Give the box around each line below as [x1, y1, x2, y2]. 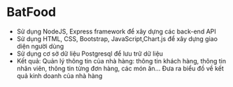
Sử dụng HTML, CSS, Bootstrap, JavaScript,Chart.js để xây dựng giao [16, 34, 218, 42]
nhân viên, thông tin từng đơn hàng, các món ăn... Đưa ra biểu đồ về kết [16, 64, 225, 72]
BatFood [6, 4, 57, 20]
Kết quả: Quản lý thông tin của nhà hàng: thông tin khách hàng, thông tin [16, 56, 227, 65]
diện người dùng [16, 42, 64, 50]
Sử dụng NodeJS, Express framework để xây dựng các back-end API [16, 27, 216, 35]
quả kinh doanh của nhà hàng [16, 71, 103, 80]
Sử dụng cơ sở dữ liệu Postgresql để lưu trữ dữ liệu [16, 49, 164, 58]
